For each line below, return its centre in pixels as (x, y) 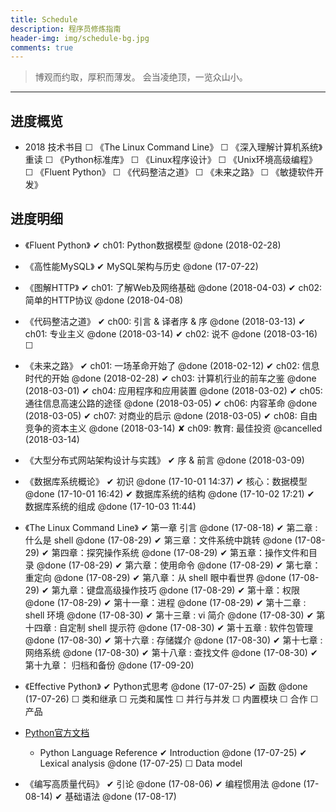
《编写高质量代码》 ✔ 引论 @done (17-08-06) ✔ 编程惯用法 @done (163, 783)
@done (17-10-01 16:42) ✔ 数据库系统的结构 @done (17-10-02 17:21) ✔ (169, 493)
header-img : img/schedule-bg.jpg (80, 38)
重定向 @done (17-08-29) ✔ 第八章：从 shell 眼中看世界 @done (155, 577)
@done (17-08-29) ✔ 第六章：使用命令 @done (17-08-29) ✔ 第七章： (179, 565)
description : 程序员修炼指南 (66, 29)
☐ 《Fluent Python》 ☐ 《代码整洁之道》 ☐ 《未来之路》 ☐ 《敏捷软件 (169, 172)
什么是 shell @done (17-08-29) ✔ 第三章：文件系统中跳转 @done (158, 540)
